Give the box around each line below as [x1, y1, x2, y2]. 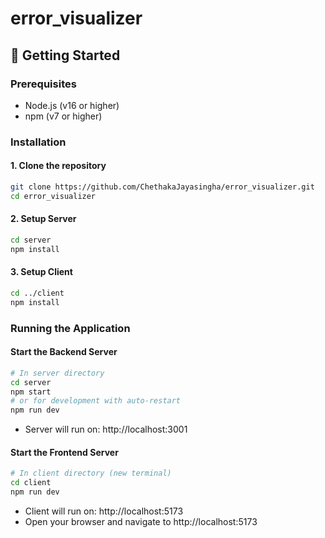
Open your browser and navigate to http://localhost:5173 [24, 515, 258, 527]
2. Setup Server [10, 213, 77, 225]
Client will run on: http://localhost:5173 [24, 505, 184, 517]
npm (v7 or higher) [24, 110, 103, 122]
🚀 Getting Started [10, 47, 121, 64]
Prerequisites [10, 77, 77, 91]
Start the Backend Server [10, 346, 118, 358]
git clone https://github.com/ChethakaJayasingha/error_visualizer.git [10, 182, 315, 192]
